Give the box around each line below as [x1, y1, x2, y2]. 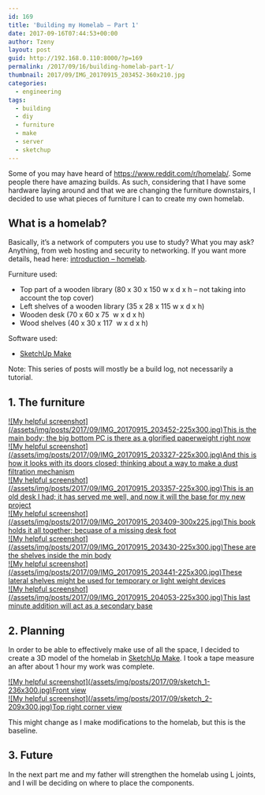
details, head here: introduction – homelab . [8, 254, 147, 264]
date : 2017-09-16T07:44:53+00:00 [8, 29, 118, 37]
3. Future [8, 748, 54, 762]
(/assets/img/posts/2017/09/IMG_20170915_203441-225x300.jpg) [8, 568, 222, 577]
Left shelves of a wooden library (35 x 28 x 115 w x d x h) [19, 302, 205, 311]
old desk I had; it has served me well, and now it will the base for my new [8, 492, 246, 501]
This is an [222, 484, 254, 493]
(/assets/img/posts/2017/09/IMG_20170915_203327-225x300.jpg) [8, 450, 223, 459]
